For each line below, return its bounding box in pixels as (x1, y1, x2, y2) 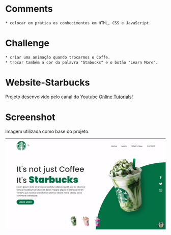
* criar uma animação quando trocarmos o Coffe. (5, 54, 110, 60)
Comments (5, 3, 53, 15)
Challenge (5, 38, 50, 49)
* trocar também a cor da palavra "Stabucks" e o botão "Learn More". (5, 60, 158, 65)
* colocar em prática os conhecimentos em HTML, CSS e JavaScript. (5, 20, 152, 25)
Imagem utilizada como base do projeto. (5, 128, 90, 134)
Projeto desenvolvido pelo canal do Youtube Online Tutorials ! (5, 94, 133, 100)
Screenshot (5, 111, 55, 123)
